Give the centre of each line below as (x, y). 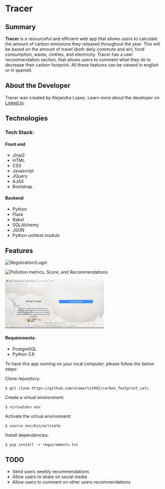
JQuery (20, 176)
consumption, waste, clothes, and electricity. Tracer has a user (69, 54)
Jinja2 (19, 155)
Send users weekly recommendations (51, 472)
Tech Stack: (20, 132)
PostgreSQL (24, 349)
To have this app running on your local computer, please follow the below (80, 364)
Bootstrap (22, 187)
